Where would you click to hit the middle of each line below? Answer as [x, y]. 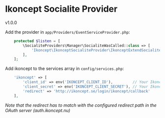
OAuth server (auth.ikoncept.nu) [38, 110]
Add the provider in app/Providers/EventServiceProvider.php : [68, 32]
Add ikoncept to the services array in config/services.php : [65, 69]
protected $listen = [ [37, 41]
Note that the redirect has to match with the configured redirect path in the [81, 105]
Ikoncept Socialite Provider [61, 9]
